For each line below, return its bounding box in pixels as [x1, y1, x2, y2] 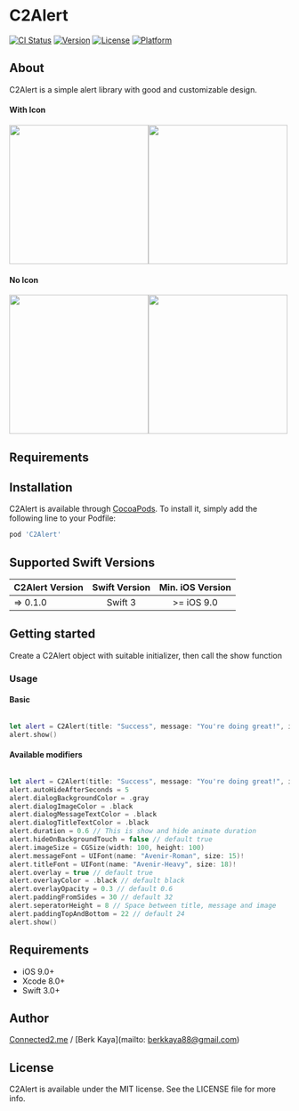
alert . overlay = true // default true [9, 868, 153, 877]
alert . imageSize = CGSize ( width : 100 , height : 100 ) [9, 843, 205, 852]
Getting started [9, 627, 96, 642]
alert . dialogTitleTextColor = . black [9, 818, 149, 828]
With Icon [9, 104, 46, 116]
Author [9, 1010, 49, 1026]
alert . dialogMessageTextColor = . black [9, 810, 158, 819]
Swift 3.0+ [21, 985, 61, 995]
